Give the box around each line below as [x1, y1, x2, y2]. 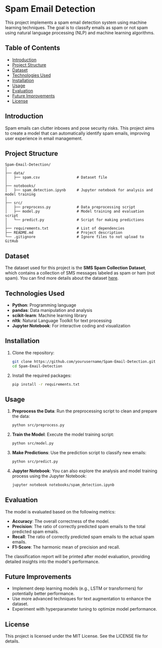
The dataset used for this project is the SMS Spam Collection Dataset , [5, 265, 146, 271]
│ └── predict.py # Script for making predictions [5, 218, 145, 222]
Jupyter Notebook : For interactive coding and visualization [12, 323, 130, 328]
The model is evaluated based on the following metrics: [5, 509, 116, 514]
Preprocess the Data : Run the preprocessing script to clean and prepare [12, 408, 158, 414]
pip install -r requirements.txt [12, 382, 80, 387]
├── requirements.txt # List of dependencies [5, 226, 125, 231]
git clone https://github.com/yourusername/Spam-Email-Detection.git [12, 359, 156, 364]
